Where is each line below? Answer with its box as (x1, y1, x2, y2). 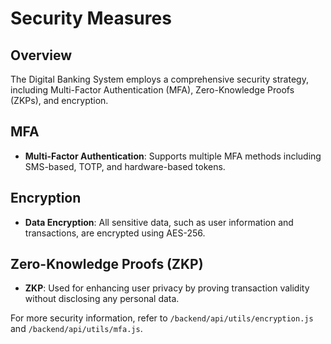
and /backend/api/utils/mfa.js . (10, 323, 143, 335)
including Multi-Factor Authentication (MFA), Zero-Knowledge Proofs (10, 84, 295, 96)
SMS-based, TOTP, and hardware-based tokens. (24, 160, 226, 172)
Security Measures (10, 7, 172, 30)
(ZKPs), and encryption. (10, 95, 109, 106)
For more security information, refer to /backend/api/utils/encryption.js (10, 312, 314, 324)
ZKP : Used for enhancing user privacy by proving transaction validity (24, 282, 310, 294)
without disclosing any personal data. (24, 293, 180, 305)
